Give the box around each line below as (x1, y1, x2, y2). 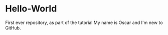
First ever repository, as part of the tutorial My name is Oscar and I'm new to (5, 19, 163, 25)
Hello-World (5, 3, 57, 14)
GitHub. (5, 24, 21, 30)
